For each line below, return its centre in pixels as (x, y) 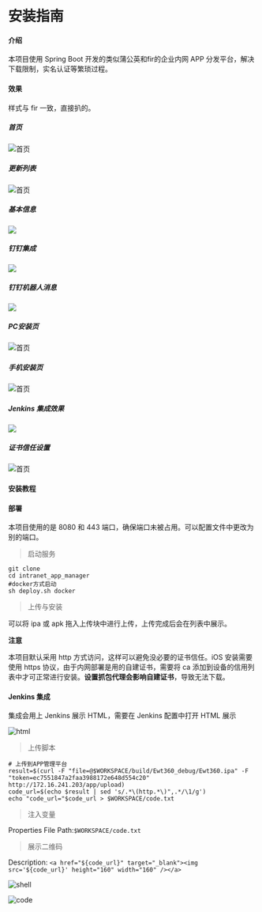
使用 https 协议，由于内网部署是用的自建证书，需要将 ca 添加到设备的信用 (128, 667)
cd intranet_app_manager (49, 576)
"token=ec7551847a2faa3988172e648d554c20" (79, 778)
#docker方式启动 (32, 585)
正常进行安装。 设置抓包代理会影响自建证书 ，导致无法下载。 (132, 677)
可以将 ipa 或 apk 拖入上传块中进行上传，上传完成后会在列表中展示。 (120, 624)
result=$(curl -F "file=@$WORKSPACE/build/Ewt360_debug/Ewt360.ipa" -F (128, 771)
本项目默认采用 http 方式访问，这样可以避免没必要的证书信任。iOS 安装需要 (130, 657)
